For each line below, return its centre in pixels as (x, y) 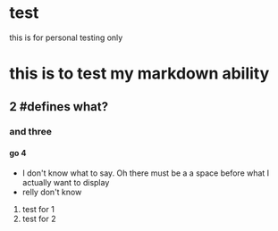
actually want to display (66, 182)
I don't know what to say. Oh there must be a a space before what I (146, 173)
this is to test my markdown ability (139, 74)
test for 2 (39, 219)
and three (30, 132)
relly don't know (52, 192)
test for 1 (38, 209)
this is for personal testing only (66, 37)
